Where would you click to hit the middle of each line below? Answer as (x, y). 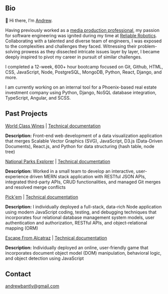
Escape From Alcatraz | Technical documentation (56, 238)
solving (13, 51)
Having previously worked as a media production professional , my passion (82, 30)
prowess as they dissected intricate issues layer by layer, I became (91, 51)
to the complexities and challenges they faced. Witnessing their (71, 46)
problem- (147, 46)
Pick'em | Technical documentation (42, 197)
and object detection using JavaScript (45, 258)
